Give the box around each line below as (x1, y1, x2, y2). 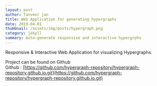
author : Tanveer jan (5, 12, 49, 17)
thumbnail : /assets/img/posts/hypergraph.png (5, 26, 103, 31)
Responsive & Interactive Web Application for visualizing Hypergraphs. (5, 49, 153, 55)
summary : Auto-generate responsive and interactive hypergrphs (5, 36, 142, 41)
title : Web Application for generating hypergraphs (5, 17, 116, 22)
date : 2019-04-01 (5, 21, 42, 27)
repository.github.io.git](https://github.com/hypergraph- (5, 69, 123, 75)
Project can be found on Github (5, 59, 71, 65)
